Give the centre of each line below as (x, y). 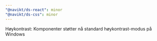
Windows (15, 34)
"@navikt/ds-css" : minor (32, 14)
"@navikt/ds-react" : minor (34, 10)
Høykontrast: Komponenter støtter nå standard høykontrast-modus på (78, 28)
